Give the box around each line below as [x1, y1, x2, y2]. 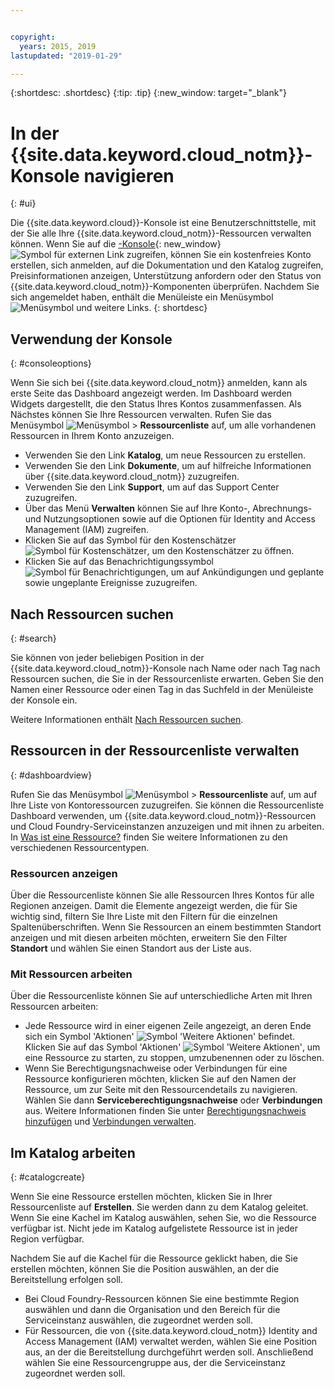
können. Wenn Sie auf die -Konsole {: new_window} [10, 238, 222, 250]
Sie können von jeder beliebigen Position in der [10, 651, 205, 663]
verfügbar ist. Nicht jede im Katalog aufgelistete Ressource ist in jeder [10, 1222, 299, 1235]
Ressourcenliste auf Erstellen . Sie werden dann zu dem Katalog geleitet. [10, 1201, 309, 1213]
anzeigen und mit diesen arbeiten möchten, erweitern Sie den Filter [10, 932, 288, 944]
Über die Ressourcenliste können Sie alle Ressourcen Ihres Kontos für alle [10, 889, 315, 901]
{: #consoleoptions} [10, 357, 92, 370]
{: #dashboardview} [10, 769, 93, 781]
